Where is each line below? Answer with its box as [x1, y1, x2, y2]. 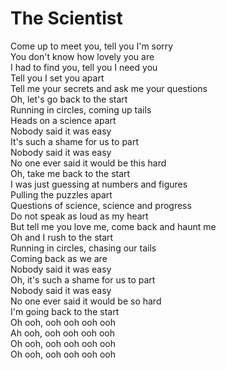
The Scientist [10, 7, 123, 30]
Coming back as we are [10, 252, 108, 264]
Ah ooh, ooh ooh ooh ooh [10, 327, 115, 339]
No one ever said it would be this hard [10, 157, 167, 169]
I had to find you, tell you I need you [10, 61, 158, 73]
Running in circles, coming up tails [10, 103, 152, 116]
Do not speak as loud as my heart [10, 210, 149, 222]
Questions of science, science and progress [10, 199, 192, 211]
